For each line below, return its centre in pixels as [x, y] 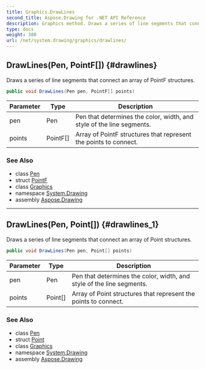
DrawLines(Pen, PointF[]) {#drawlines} [82, 65]
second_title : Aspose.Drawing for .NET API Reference [76, 18]
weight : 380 [21, 35]
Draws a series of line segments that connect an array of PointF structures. [101, 80]
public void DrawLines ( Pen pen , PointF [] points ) [71, 91]
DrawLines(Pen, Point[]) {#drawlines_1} [83, 225]
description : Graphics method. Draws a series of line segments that [97, 23]
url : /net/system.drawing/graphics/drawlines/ [67, 40]
